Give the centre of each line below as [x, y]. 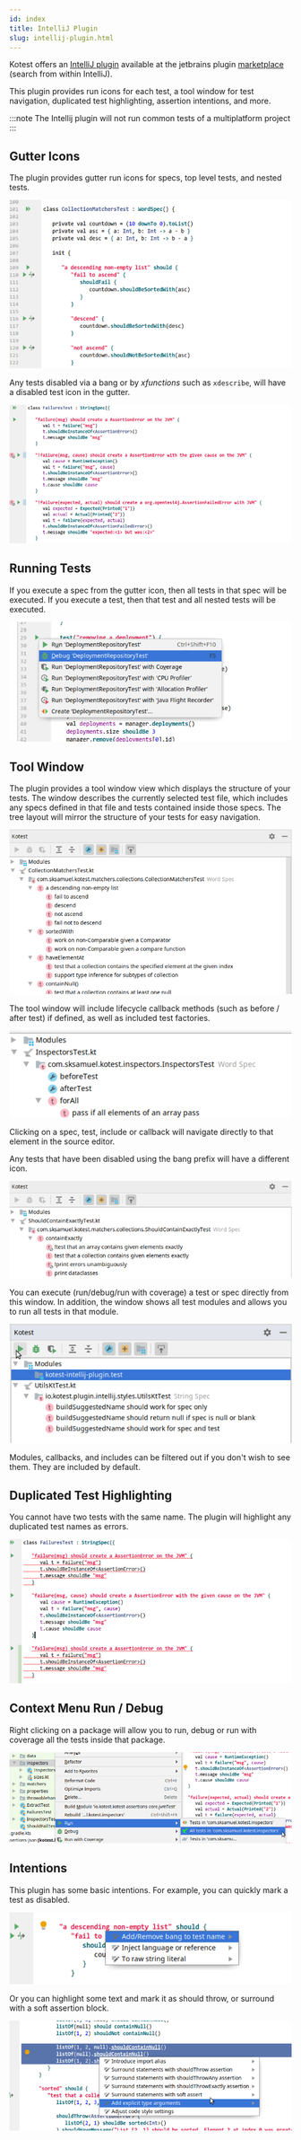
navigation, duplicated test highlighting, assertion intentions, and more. [140, 101]
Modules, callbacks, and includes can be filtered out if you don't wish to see [150, 1457]
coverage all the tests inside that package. [87, 1739]
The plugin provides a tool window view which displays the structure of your [150, 788]
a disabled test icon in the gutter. [70, 392]
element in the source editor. [62, 1141]
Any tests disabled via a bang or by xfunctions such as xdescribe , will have [148, 383]
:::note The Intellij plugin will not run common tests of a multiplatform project [150, 119]
